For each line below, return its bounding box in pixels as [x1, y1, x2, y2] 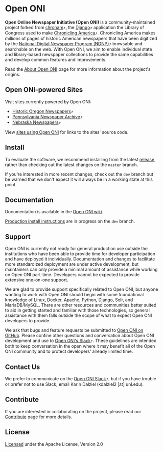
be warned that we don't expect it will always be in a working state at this [5, 176, 153, 182]
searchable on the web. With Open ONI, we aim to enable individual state [5, 46, 153, 52]
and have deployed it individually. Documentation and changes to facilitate [5, 256, 155, 262]
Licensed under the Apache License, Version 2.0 [5, 441, 103, 447]
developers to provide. [5, 318, 50, 324]
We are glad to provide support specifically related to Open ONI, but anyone [5, 286, 158, 292]
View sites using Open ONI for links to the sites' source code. [5, 129, 129, 135]
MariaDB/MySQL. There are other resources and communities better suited [5, 302, 157, 308]
